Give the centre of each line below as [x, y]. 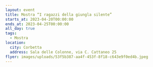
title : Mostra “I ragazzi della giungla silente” [59, 15]
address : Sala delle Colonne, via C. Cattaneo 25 [63, 52]
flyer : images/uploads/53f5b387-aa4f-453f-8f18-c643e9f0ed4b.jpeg [77, 57]
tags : [11, 33]
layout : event [20, 10]
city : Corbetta [26, 47]
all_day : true [20, 29]
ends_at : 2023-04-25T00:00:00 [37, 24]
